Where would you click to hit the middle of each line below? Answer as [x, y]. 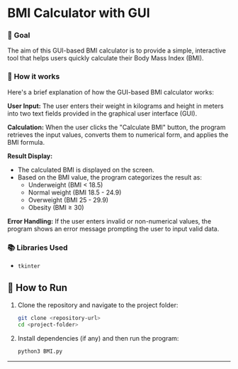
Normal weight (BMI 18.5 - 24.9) [75, 192]
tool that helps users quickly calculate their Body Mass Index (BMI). [106, 58]
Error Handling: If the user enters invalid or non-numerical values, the [109, 221]
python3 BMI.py [40, 351]
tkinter [29, 266]
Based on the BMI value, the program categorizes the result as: [109, 177]
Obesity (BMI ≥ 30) [56, 207]
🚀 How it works [34, 77]
